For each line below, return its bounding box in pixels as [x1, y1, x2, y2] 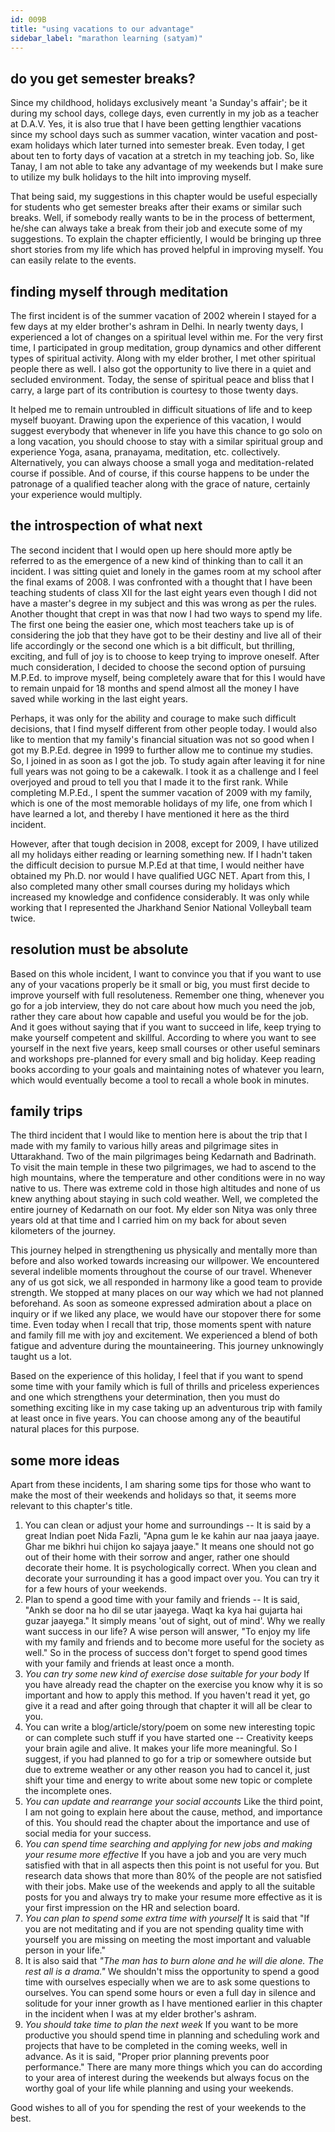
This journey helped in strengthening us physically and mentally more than [10, 1244, 318, 1256]
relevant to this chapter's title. [10, 1500, 133, 1512]
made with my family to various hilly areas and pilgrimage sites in [10, 1140, 279, 1152]
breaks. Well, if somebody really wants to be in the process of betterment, [10, 212, 316, 224]
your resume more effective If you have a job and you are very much [24, 1849, 307, 1861]
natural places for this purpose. [10, 1423, 140, 1435]
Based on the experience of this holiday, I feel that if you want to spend [10, 1370, 304, 1382]
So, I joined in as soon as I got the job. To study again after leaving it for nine [10, 754, 326, 766]
